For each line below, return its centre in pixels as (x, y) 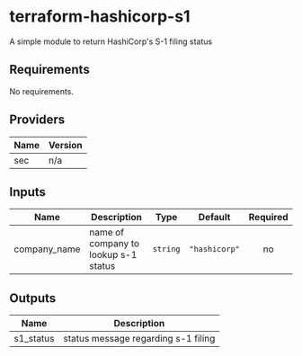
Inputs (28, 192)
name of (107, 233)
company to (115, 244)
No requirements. (42, 91)
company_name (47, 249)
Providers (37, 120)
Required (268, 218)
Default (214, 218)
